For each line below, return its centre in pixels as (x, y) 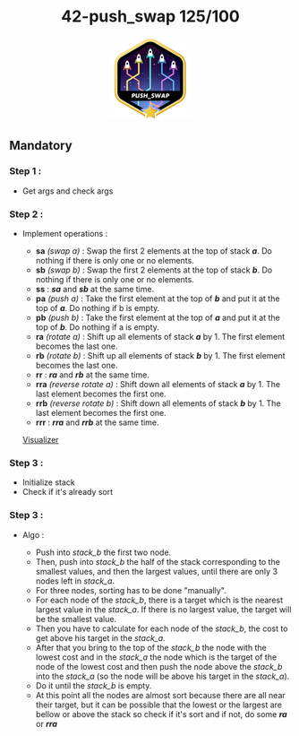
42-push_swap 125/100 (150, 17)
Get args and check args (68, 191)
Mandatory (41, 146)
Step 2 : (26, 214)
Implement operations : (65, 233)
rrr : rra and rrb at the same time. (97, 422)
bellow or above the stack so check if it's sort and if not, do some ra (162, 714)
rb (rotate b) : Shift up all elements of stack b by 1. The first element (160, 355)
